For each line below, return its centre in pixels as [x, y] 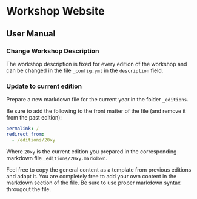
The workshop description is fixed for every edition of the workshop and [97, 64]
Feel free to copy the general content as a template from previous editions [99, 170]
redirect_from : [25, 135]
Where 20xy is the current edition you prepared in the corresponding [92, 151]
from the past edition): [34, 118]
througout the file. [29, 189]
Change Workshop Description [53, 51]
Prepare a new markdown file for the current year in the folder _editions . [98, 99]
